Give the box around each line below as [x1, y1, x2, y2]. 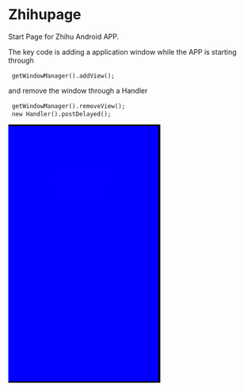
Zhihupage [8, 6, 82, 24]
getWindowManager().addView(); [11, 71, 115, 80]
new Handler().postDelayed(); [11, 109, 112, 118]
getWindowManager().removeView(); [11, 102, 126, 110]
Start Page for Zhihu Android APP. [8, 32, 120, 41]
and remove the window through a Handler [8, 86, 148, 95]
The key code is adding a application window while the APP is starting [8, 47, 237, 56]
